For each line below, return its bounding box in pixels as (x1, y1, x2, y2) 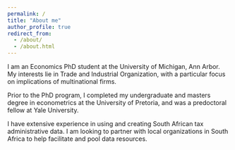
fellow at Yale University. (7, 106, 79, 114)
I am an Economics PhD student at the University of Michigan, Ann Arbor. (7, 63, 220, 70)
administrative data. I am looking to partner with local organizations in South (7, 127, 229, 135)
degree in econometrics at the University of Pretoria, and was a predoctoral (7, 99, 227, 106)
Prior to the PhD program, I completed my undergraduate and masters (7, 91, 211, 99)
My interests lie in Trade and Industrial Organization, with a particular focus (7, 70, 226, 78)
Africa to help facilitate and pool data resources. (7, 135, 147, 143)
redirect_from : (7, 30, 52, 37)
